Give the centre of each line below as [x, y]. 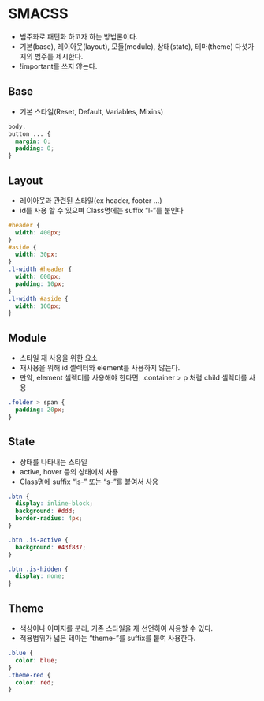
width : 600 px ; [38, 277]
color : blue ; [37, 660]
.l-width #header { [40, 269]
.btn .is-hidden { [38, 569]
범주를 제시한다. [59, 56]
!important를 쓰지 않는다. [58, 66]
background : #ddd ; [46, 511]
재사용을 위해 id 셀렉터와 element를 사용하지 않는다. [100, 368]
